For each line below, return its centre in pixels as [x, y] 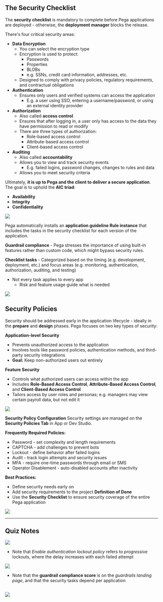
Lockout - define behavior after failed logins [56, 452]
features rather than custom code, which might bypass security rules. [75, 250]
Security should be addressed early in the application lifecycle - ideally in [78, 320]
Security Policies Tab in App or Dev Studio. [49, 423]
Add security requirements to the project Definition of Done [72, 492]
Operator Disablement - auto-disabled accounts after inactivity [75, 468]
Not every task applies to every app [48, 279]
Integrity [21, 201]
